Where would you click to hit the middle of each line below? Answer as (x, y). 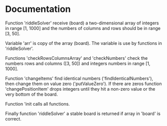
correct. (13, 119)
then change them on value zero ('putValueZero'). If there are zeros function (83, 84)
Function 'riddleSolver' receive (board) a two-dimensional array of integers (82, 23)
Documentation (38, 9)
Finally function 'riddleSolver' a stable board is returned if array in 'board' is (83, 114)
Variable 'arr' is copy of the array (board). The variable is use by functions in (83, 43)
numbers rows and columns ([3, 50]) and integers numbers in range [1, (78, 63)
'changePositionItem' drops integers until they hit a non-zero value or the (80, 89)
